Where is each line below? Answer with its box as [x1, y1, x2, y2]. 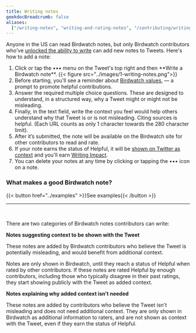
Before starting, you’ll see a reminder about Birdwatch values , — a [14, 77, 174, 84]
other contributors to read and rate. [14, 139, 100, 146]
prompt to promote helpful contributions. [14, 83, 113, 91]
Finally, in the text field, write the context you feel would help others [14, 108, 178, 115]
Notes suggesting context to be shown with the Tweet [6, 231, 140, 238]
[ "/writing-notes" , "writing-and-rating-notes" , [11, 25, 132, 31]
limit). [14, 127, 28, 134]
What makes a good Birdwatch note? [6, 179, 113, 187]
